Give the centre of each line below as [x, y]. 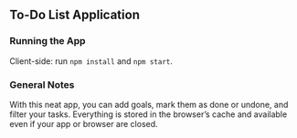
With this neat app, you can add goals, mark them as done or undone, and [149, 104]
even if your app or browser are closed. [84, 123]
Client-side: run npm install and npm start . [91, 61]
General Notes [42, 84]
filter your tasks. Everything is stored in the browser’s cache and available [148, 114]
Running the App [48, 41]
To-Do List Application [74, 15]
